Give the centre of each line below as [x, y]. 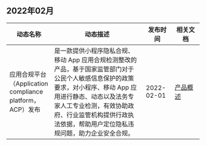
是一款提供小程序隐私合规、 [94, 51]
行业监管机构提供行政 [97, 115]
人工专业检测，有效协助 [94, 106]
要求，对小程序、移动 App [92, 87]
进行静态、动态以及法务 [94, 97]
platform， [25, 100]
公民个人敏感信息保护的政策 [94, 78]
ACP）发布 [25, 109]
